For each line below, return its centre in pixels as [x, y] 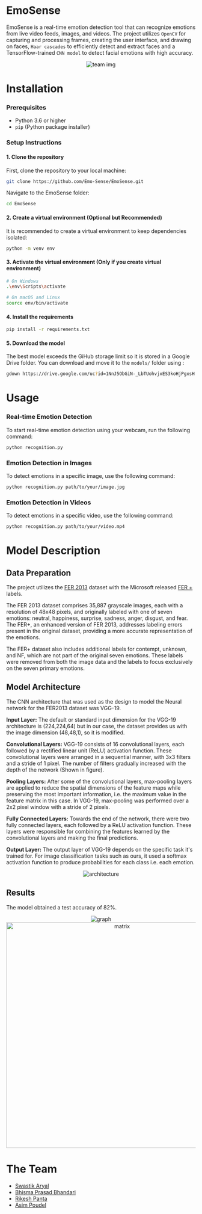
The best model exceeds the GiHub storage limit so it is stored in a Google [98, 356]
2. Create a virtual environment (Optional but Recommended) [84, 217]
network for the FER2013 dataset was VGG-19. [64, 708]
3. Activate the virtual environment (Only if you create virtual [84, 262]
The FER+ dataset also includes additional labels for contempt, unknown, [97, 649]
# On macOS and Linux [33, 298]
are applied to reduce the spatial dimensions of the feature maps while [93, 788]
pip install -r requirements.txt [48, 330]
